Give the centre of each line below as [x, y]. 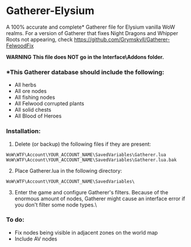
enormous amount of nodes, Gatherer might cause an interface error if [100, 198]
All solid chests [33, 110]
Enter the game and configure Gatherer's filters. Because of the [91, 192]
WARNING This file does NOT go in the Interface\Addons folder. [85, 57]
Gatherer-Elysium [50, 11]
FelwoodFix [20, 46]
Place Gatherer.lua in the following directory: [68, 170]
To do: [15, 219]
